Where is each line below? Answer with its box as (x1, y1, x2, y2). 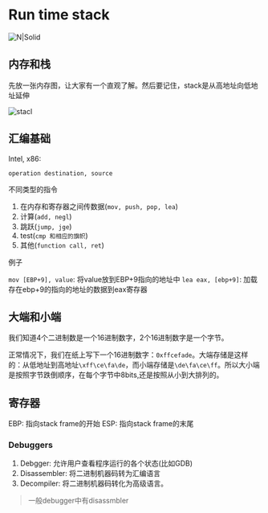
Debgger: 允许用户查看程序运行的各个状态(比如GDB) (19, 458, 193, 468)
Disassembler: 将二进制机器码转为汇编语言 (19, 469, 161, 478)
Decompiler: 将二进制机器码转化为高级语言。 (19, 478, 169, 488)
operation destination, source (8, 169, 113, 178)
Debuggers (8, 440, 54, 451)
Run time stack (8, 6, 110, 24)
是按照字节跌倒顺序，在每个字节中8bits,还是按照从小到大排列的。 (8, 370, 224, 380)
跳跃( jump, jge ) (19, 221, 72, 231)
